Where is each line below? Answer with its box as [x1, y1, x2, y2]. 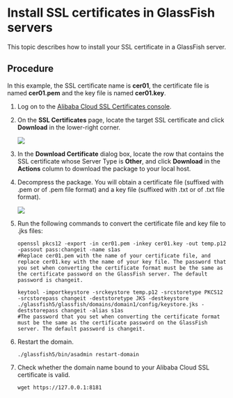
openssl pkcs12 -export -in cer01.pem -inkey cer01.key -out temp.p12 [17, 240, 227, 247]
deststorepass [17, 307, 58, 314]
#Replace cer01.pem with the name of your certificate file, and [17, 252, 211, 259]
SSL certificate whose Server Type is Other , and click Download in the [17, 157, 220, 165]
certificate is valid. [17, 370, 71, 379]
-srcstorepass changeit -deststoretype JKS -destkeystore [17, 294, 189, 302]
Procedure [7, 63, 54, 74]
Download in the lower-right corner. [17, 123, 120, 132]
